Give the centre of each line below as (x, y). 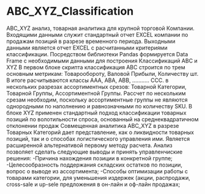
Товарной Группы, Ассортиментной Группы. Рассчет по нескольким (96, 93)
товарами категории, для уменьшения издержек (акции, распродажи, (99, 177)
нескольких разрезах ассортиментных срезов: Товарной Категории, (96, 86)
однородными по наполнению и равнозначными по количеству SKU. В (99, 106)
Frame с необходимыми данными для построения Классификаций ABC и (102, 61)
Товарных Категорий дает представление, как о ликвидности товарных (100, 132)
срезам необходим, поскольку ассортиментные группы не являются (97, 100)
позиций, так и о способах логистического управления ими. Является (98, 138)
